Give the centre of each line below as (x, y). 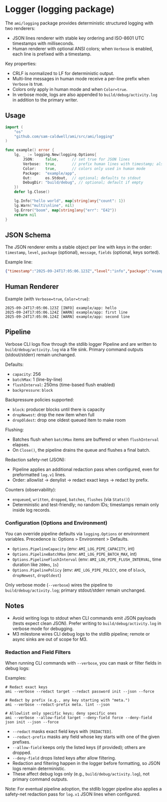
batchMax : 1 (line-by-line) (37, 379)
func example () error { (30, 150)
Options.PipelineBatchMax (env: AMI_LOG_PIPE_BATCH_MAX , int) (75, 554)
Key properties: (21, 63)
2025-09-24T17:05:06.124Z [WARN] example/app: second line (68, 317)
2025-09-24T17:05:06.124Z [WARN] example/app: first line (66, 312)
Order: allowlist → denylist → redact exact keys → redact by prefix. (81, 480)
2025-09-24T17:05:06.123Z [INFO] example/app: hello (61, 308)
